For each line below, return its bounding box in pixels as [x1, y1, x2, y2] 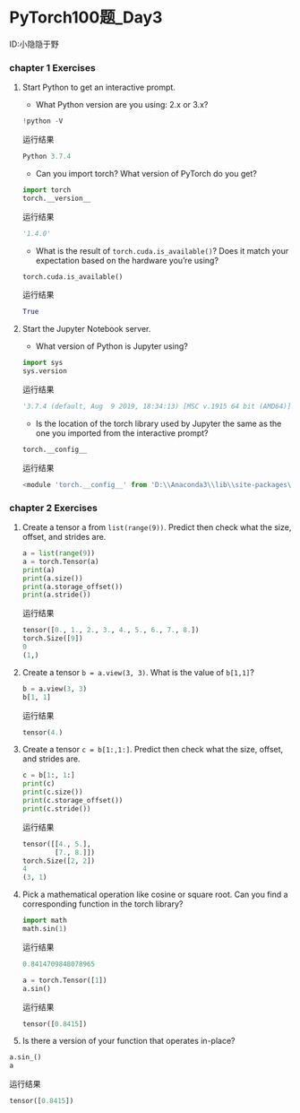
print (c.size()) [21, 787, 83, 797]
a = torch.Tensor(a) [21, 557, 99, 566]
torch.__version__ [21, 194, 91, 203]
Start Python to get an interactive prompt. [21, 82, 176, 93]
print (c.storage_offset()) [21, 796, 124, 805]
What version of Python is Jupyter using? [35, 341, 188, 352]
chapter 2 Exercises [9, 501, 99, 514]
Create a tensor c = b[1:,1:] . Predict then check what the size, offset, [21, 744, 284, 755]
